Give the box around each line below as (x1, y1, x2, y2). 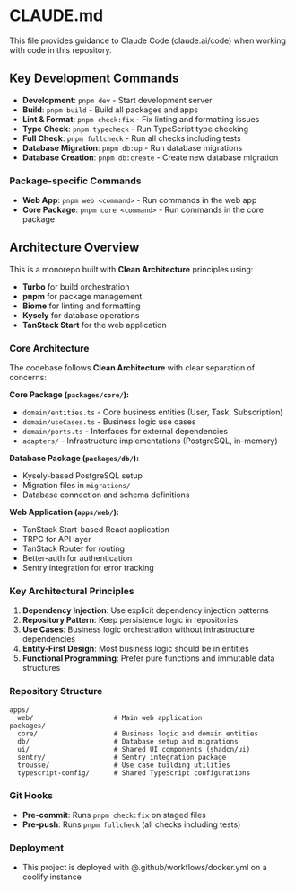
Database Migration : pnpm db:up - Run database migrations (22, 142, 243, 153)
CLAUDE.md (9, 5, 104, 26)
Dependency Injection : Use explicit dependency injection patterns (22, 605, 269, 616)
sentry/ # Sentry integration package (17, 753, 227, 762)
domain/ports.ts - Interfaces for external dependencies (22, 426, 229, 437)
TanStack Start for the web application (22, 319, 168, 330)
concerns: (9, 372, 48, 383)
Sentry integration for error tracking (22, 563, 154, 574)
